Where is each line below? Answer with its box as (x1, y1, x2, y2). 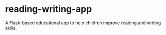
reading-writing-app (5, 3, 92, 15)
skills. (5, 25, 17, 31)
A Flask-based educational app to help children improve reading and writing (5, 20, 161, 26)
